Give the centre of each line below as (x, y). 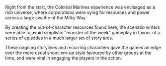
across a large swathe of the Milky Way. (46, 18)
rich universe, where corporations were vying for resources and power (78, 12)
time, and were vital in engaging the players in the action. (64, 58)
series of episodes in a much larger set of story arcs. (59, 38)
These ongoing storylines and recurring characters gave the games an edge (83, 47)
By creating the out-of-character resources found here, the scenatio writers (83, 27)
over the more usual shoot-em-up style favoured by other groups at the (78, 53)
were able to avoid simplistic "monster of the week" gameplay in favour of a (83, 33)
